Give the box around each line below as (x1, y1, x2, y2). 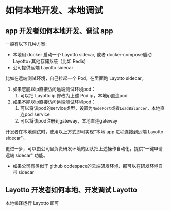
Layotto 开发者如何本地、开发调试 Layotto (5, 186, 138, 194)
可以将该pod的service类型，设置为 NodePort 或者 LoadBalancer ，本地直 (20, 105, 165, 111)
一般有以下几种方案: (5, 41, 47, 47)
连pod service (20, 111, 50, 117)
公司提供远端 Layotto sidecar (12, 65, 74, 70)
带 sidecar (12, 169, 35, 175)
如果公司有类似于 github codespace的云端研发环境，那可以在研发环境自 (12, 163, 163, 169)
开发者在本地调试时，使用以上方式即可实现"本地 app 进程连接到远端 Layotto (5, 129, 164, 135)
